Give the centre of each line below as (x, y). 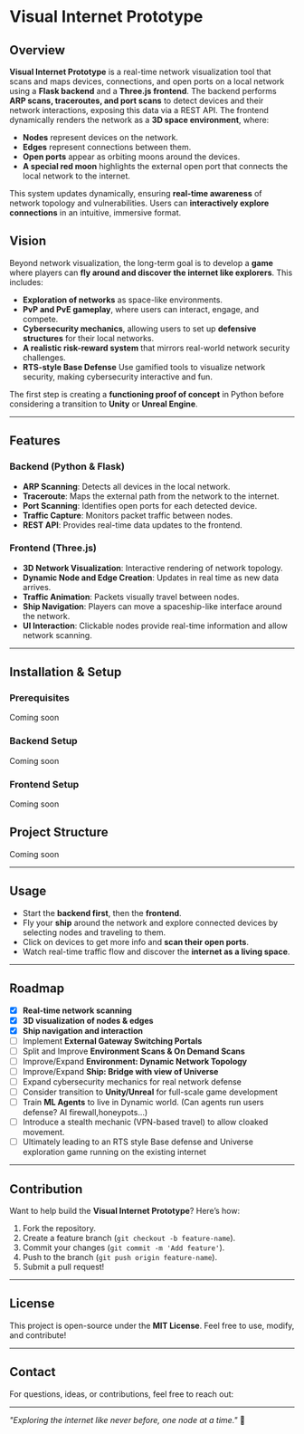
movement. (43, 1133)
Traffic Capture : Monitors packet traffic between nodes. (128, 515)
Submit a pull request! (63, 1267)
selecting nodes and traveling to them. (94, 932)
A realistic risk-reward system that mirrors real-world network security (156, 348)
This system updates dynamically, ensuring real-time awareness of (136, 193)
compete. (40, 319)
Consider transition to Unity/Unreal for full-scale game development (150, 1092)
